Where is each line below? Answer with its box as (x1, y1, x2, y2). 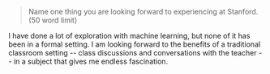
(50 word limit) (28, 15, 78, 25)
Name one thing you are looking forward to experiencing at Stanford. (28, 7, 259, 16)
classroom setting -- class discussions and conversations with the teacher (8, 48, 257, 57)
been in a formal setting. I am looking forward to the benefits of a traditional (8, 39, 261, 49)
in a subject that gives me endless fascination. (13, 56, 169, 66)
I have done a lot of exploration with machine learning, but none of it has (8, 31, 251, 40)
